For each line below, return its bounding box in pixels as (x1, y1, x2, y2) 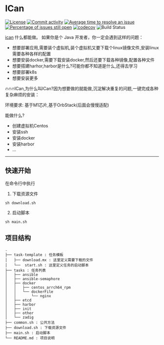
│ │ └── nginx (5, 293, 51, 298)
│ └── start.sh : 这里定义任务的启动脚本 (5, 263, 89, 267)
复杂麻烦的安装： (5, 91, 40, 98)
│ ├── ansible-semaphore (5, 276, 60, 281)
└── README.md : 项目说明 (5, 335, 55, 341)
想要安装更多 (12, 75, 38, 81)
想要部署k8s (12, 69, 37, 75)
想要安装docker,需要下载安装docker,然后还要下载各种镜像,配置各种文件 (12, 57, 155, 62)
